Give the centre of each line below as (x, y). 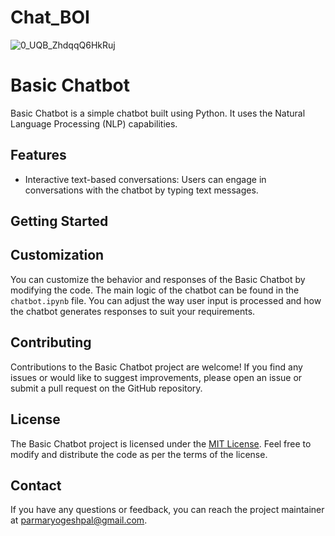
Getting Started (59, 221)
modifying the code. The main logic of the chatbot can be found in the (155, 290)
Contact (36, 485)
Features (38, 155)
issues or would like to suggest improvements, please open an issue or (156, 377)
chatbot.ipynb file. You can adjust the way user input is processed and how (166, 300)
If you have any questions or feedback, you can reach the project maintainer (167, 510)
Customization (57, 255)
